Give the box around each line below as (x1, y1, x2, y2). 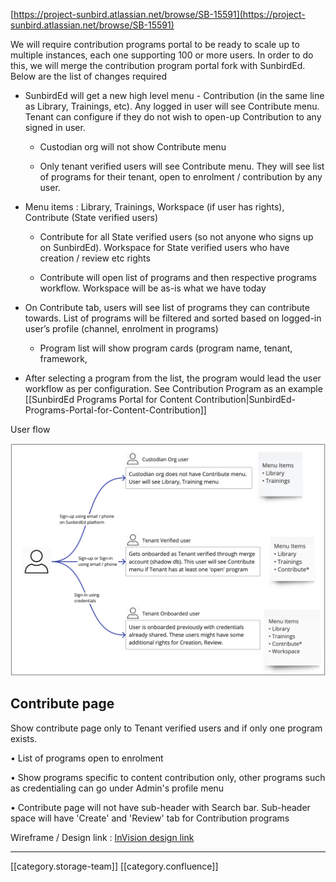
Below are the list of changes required (10, 70, 168, 82)
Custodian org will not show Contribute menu (39, 141, 227, 153)
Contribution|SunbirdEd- (194, 394, 296, 405)
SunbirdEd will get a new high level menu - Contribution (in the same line (24, 90, 325, 101)
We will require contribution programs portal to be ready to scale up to (10, 39, 300, 50)
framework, (39, 353, 88, 364)
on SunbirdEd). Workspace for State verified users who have (39, 242, 290, 253)
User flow (10, 424, 51, 435)
